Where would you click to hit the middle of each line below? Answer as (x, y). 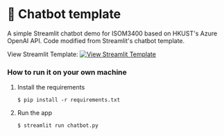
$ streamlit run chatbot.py (58, 126)
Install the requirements (51, 87)
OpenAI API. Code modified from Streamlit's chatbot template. (96, 40)
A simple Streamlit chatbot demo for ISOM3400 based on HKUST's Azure (112, 33)
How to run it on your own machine (67, 72)
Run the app (35, 113)
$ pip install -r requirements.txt (69, 100)
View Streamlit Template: (43, 54)
